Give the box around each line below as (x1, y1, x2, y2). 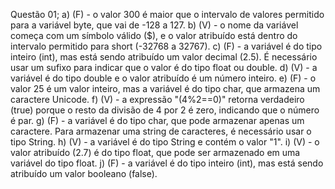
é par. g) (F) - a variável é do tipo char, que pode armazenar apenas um (10, 115, 305, 126)
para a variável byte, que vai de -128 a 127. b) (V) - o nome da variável (10, 19, 299, 31)
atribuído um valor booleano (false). (10, 168, 158, 179)
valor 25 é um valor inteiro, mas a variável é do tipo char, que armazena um (10, 83, 321, 94)
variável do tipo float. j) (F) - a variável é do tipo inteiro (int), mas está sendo (10, 157, 324, 169)
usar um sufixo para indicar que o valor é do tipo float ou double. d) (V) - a (10, 62, 318, 73)
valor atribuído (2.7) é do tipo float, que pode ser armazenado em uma (10, 147, 301, 158)
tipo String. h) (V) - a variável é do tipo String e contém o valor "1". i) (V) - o (10, 136, 320, 148)
